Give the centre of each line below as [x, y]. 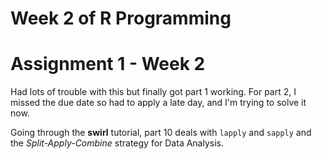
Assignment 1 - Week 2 [108, 64]
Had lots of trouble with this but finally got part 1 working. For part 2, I [153, 92]
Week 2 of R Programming [121, 18]
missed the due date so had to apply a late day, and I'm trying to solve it [158, 103]
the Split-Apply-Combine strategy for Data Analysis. [117, 143]
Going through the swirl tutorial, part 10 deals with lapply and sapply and [161, 133]
